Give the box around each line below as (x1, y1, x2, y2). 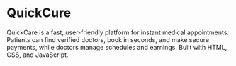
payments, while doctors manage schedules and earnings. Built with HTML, (6, 43, 227, 51)
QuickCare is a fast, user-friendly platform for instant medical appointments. (6, 28, 230, 37)
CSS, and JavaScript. (6, 51, 69, 59)
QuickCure (6, 5, 72, 21)
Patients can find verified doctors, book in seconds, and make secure (6, 35, 210, 44)
